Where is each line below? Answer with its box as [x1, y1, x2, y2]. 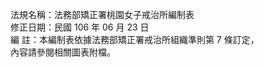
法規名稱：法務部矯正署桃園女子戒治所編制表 [10, 9, 195, 20]
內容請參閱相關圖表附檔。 [10, 46, 116, 58]
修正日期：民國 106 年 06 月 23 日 [10, 21, 150, 33]
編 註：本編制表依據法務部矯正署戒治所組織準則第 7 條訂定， [10, 34, 260, 45]
